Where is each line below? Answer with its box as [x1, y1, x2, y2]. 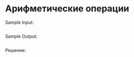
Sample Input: [5, 19, 34, 25]
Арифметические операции [5, 3, 129, 14]
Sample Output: [5, 33, 38, 39]
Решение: [5, 47, 26, 53]
